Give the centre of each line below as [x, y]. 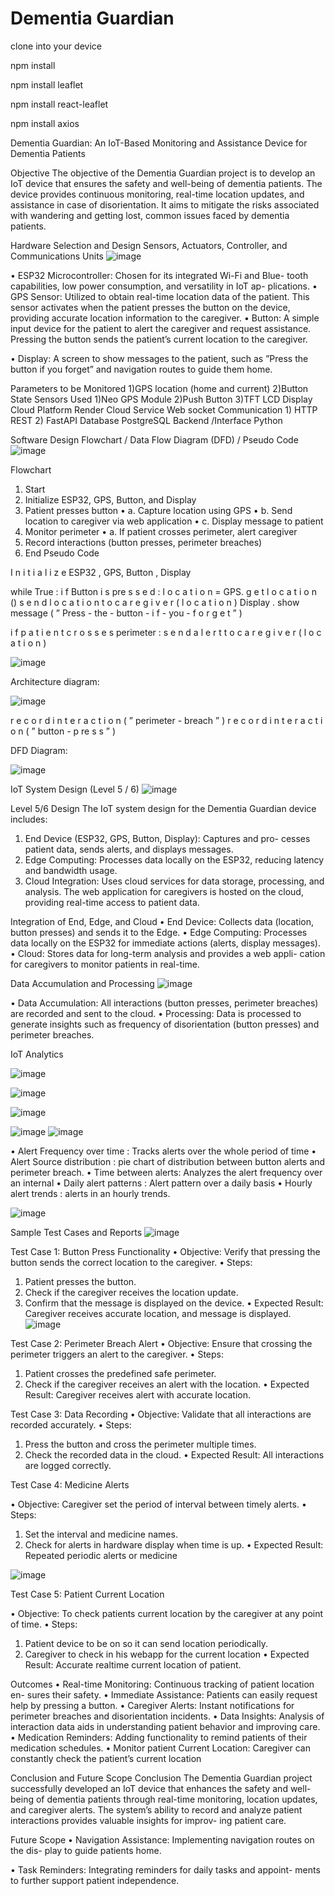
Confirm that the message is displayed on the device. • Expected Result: [174, 1303]
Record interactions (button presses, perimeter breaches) [143, 542]
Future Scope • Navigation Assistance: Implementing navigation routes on [162, 1839]
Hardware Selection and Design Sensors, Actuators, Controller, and [149, 245]
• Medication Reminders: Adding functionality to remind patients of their [159, 1737]
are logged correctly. [68, 1465]
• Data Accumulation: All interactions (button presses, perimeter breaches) [164, 1003]
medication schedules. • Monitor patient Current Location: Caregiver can [160, 1748]
